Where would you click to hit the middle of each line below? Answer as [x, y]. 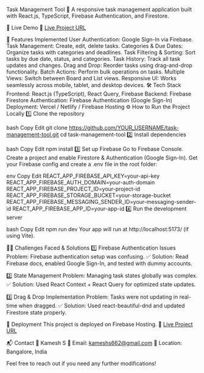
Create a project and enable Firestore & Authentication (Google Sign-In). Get [102, 158]
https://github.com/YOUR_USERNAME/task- [124, 127]
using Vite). [21, 235]
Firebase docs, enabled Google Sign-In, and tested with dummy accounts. [100, 263]
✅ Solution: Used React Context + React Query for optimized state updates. [101, 284]
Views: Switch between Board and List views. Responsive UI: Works [91, 78]
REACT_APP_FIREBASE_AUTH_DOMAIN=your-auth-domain [81, 182]
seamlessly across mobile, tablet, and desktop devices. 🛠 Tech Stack [94, 85]
